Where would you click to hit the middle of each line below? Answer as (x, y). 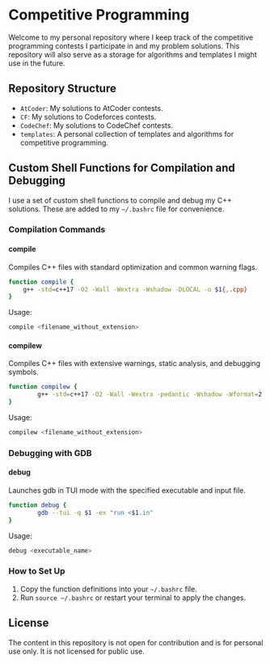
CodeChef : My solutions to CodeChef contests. (97, 125)
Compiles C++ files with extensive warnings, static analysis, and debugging (135, 364)
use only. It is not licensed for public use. (77, 651)
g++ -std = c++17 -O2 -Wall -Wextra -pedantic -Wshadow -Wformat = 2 (150, 394)
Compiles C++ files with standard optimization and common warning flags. (133, 267)
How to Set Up (37, 571)
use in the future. (37, 63)
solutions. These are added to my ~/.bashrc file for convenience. (116, 209)
